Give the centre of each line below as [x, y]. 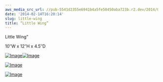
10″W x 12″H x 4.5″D [25, 46]
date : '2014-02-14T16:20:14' [34, 14]
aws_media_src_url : [25, 9]
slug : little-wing [24, 18]
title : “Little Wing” [27, 23]
